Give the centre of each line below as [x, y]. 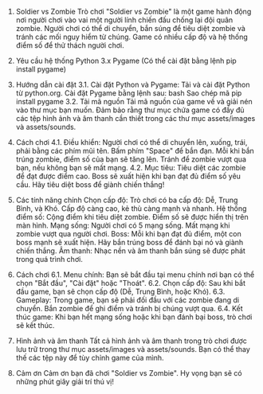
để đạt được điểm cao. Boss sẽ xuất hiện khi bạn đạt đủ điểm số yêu [128, 176]
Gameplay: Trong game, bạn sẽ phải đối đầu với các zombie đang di [128, 300]
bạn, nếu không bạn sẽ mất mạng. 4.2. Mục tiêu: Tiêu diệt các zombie [131, 168]
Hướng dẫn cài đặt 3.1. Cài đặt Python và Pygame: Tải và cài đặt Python [133, 84]
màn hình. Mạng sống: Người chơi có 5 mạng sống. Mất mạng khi [123, 225]
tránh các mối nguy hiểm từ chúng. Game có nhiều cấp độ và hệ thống [132, 37]
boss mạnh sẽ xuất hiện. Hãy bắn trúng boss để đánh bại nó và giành [130, 242]
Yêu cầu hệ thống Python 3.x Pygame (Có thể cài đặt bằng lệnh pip [126, 60]
